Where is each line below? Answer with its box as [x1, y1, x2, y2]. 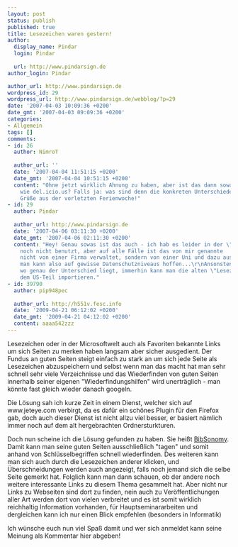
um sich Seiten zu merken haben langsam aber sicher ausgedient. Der [7, 347, 212, 355]
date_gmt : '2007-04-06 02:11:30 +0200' [13, 234, 132, 241]
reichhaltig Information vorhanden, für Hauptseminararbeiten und [7, 502, 198, 511]
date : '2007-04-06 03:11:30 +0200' [13, 228, 119, 235]
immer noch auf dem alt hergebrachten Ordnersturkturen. [7, 421, 176, 429]
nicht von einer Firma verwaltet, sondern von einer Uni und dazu [20, 254, 220, 261]
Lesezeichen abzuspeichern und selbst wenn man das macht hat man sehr [7, 362, 226, 370]
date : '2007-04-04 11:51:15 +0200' [13, 168, 119, 175]
